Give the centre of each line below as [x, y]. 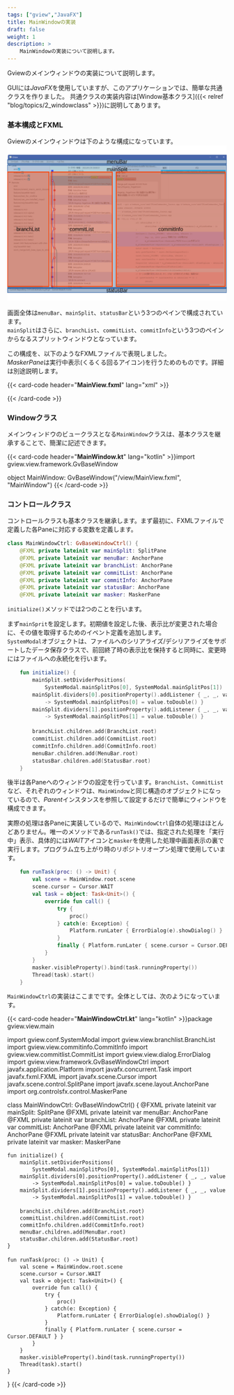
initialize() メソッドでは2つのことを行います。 [77, 609]
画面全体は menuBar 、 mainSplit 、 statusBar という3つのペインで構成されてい [115, 313]
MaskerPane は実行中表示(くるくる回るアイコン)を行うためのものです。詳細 [116, 362]
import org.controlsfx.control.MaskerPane [67, 1091]
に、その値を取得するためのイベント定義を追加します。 [86, 633]
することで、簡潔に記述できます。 [61, 443]
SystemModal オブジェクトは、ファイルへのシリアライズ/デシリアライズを [111, 641]
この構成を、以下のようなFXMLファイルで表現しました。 [89, 353]
